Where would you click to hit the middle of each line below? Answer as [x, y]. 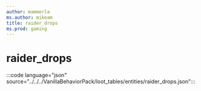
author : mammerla [28, 12]
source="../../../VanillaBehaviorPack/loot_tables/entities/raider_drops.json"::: [101, 81]
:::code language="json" [37, 75]
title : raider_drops [32, 23]
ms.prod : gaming [27, 29]
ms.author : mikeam [29, 17]
